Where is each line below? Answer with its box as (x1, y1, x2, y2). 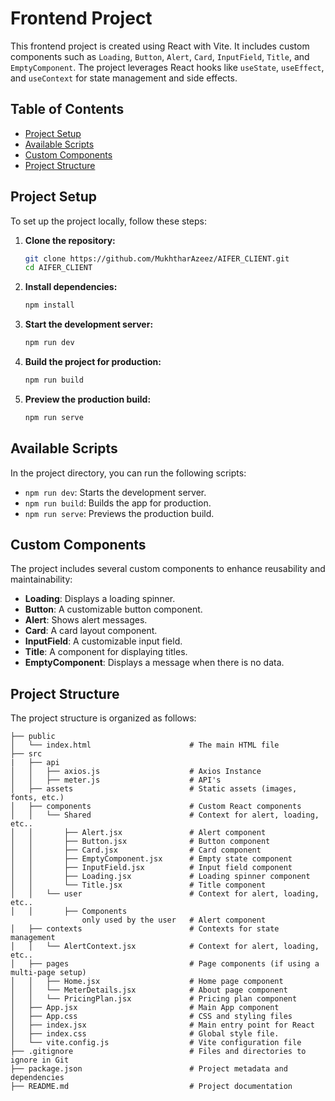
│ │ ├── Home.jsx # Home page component (10, 977, 284, 987)
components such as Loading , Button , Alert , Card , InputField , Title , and (10, 50, 310, 62)
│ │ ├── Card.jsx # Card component (10, 845, 262, 856)
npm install (24, 300, 75, 311)
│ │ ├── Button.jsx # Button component (10, 837, 271, 847)
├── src (10, 749, 43, 759)
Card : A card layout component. (24, 625, 158, 637)
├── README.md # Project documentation (10, 1082, 293, 1092)
